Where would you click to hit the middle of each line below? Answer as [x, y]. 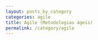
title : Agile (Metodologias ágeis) [49, 22]
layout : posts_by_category [39, 11]
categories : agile [28, 17]
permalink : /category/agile [40, 28]
